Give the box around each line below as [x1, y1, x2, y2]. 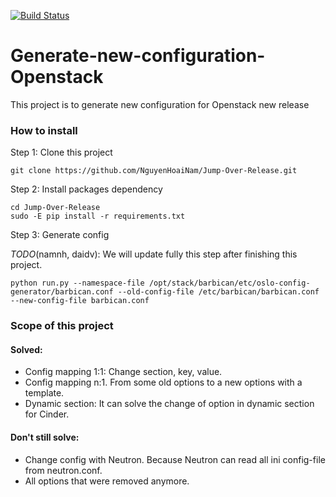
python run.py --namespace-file [10, 278, 145, 289]
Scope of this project [10, 319, 114, 333]
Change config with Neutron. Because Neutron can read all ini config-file [24, 453, 326, 465]
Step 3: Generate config [10, 229, 110, 241]
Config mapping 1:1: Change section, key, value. [24, 366, 223, 378]
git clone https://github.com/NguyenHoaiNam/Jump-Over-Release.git [10, 166, 298, 176]
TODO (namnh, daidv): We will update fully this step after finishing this [10, 248, 298, 260]
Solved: [10, 343, 43, 355]
